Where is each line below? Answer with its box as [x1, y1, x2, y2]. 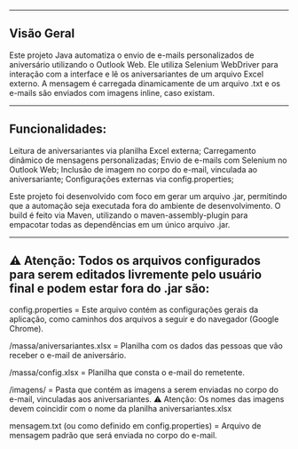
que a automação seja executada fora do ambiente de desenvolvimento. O [9, 200, 281, 211]
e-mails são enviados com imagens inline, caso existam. [9, 87, 216, 98]
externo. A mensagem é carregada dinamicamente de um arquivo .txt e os [9, 77, 281, 89]
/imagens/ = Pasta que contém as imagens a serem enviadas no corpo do [9, 384, 279, 396]
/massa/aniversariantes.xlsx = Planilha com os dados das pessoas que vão [9, 341, 284, 351]
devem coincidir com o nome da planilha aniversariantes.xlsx [9, 404, 232, 414]
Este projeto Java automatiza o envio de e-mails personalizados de [9, 50, 255, 60]
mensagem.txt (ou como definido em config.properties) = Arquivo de [9, 421, 262, 431]
